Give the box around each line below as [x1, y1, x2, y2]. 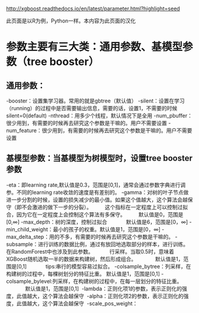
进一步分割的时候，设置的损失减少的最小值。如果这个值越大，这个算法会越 [6, 196, 188, 203]
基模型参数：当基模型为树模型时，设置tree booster [6, 154, 193, 164]
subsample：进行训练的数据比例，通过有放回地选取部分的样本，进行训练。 [6, 240, 188, 248]
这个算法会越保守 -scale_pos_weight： [42, 299, 138, 307]
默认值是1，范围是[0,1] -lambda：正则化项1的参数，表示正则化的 [25, 285, 182, 292]
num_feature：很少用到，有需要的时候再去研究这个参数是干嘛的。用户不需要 [6, 127, 192, 134]
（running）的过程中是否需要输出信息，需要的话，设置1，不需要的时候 [6, 105, 178, 111]
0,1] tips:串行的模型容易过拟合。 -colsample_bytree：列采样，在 [18, 263, 191, 270]
